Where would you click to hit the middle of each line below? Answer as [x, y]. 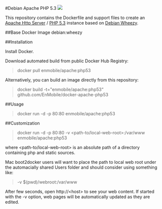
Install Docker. [20, 51]
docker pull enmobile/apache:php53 [54, 70]
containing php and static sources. [40, 153]
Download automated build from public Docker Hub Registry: [67, 61]
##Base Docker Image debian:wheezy [44, 32]
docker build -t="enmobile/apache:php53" [60, 89]
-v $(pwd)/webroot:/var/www [47, 182]
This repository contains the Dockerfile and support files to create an [75, 18]
